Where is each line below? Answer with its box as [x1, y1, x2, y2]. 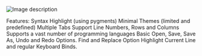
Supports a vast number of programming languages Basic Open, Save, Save [6, 30, 196, 37]
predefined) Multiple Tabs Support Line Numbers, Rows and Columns [6, 24, 180, 31]
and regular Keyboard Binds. [6, 43, 77, 50]
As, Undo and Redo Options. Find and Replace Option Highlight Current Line [6, 37, 196, 43]
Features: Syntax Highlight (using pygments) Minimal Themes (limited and [6, 17, 191, 24]
